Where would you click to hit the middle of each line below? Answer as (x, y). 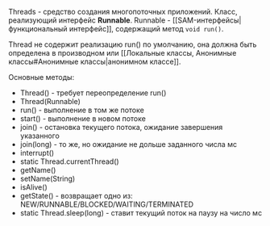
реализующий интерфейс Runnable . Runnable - (89, 20)
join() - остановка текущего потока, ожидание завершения (121, 127)
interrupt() (37, 153)
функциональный (38, 29)
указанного (40, 136)
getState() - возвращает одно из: (76, 196)
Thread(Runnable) (50, 101)
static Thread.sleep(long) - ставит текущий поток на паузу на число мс (141, 213)
